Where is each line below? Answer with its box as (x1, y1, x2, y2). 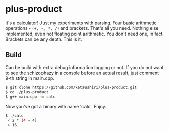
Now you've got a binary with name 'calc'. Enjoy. (5, 104, 106, 110)
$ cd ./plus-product (5, 89, 49, 94)
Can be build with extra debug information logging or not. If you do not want (5, 64, 164, 70)
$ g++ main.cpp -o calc (5, 94, 56, 100)
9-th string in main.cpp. (5, 75, 55, 81)
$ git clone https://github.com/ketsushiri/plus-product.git (5, 85, 137, 90)
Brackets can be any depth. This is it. (5, 36, 82, 42)
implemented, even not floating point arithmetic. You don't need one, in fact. (5, 30, 164, 37)
